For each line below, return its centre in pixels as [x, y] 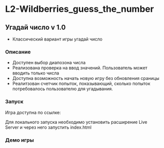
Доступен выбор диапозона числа [49, 63]
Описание [18, 52]
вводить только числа [36, 73]
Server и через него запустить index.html [48, 127]
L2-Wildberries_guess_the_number [80, 9]
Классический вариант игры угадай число [57, 39]
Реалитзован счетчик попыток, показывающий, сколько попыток [81, 84]
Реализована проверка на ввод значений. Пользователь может [80, 68]
